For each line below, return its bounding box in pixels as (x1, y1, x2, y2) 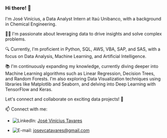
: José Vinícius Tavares (34, 117, 82, 124)
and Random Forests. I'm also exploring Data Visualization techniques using (5, 76, 161, 82)
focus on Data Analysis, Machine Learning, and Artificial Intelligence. (5, 53, 147, 59)
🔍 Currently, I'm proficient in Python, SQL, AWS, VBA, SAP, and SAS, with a (5, 46, 161, 52)
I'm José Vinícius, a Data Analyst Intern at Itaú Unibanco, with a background (5, 16, 162, 22)
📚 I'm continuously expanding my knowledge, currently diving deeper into (5, 63, 159, 69)
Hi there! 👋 (5, 4, 31, 11)
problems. (5, 36, 26, 42)
